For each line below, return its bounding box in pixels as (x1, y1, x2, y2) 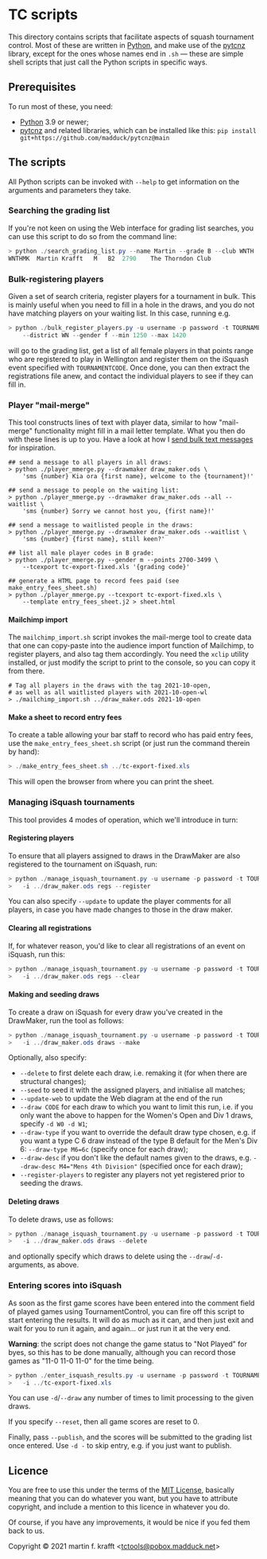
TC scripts (8, 6, 78, 24)
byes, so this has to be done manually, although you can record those (8, 1347, 236, 1357)
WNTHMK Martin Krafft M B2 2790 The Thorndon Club (8, 254, 212, 262)
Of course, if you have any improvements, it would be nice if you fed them (8, 1518, 250, 1527)
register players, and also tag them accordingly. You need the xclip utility (8, 650, 249, 659)
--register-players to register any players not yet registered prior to (19, 1170, 245, 1180)
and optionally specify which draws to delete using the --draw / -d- (8, 1251, 224, 1261)
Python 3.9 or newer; (19, 117, 89, 127)
